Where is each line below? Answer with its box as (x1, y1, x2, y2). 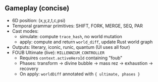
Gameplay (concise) (5, 4, 70, 13)
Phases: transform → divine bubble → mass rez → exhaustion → (19, 60, 153, 66)
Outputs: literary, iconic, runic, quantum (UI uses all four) (12, 44, 130, 50)
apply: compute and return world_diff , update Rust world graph (19, 39, 153, 45)
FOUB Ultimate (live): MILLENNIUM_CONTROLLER (12, 49, 104, 55)
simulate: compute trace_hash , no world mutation (19, 33, 122, 39)
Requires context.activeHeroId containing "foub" (19, 55, 123, 61)
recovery (19, 65, 39, 71)
